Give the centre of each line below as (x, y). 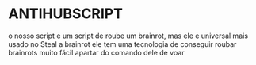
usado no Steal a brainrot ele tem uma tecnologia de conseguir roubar (122, 44)
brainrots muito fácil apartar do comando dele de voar (96, 52)
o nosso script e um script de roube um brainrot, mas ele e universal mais (128, 36)
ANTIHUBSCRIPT (65, 14)
